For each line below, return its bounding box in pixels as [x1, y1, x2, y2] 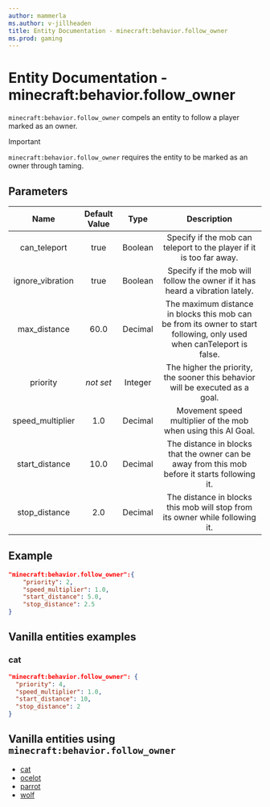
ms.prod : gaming [8, 34, 63, 43]
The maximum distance [165, 299, 254, 309]
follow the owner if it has [163, 275, 256, 286]
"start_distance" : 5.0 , [22, 593, 103, 601]
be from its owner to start [162, 319, 257, 329]
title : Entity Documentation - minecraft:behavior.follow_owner [8, 27, 228, 35]
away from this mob [172, 458, 247, 470]
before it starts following [163, 469, 256, 479]
